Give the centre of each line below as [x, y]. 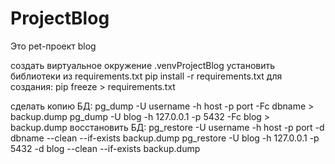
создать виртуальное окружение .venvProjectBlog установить [143, 65]
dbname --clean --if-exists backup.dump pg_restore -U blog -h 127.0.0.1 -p [165, 138]
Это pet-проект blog [53, 46]
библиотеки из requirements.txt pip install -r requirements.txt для [146, 76]
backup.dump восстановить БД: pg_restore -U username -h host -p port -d [167, 127]
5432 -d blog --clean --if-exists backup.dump [105, 148]
